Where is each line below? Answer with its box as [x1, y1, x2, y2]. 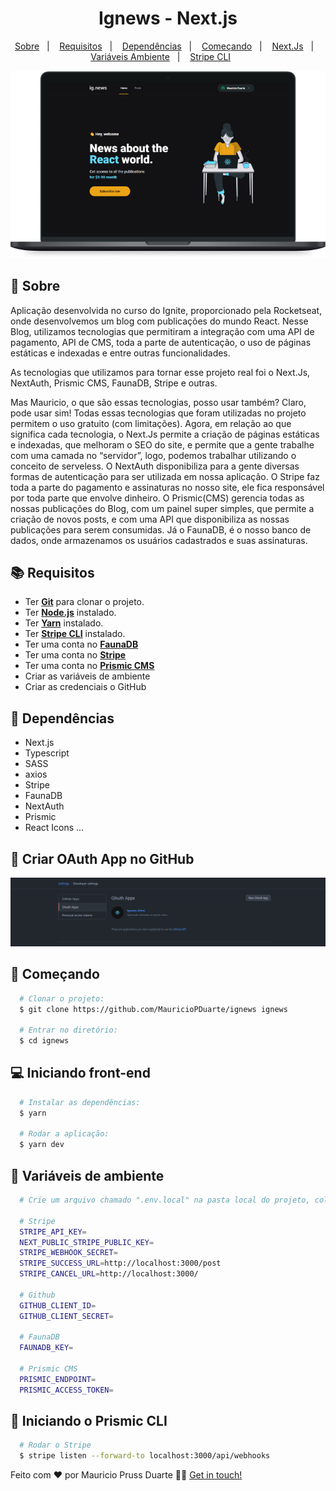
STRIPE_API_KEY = [19, 1227, 87, 1237]
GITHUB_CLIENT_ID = [19, 1300, 97, 1311]
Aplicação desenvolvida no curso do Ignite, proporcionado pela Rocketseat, [10, 304, 323, 316]
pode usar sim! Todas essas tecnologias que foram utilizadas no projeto [10, 407, 307, 419]
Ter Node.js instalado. [24, 607, 117, 619]
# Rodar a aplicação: [19, 1129, 110, 1139]
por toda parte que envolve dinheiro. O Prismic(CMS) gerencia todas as [10, 492, 305, 504]
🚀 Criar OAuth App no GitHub [10, 850, 195, 867]
